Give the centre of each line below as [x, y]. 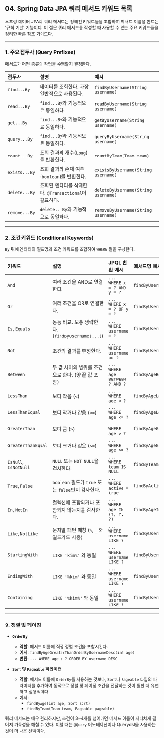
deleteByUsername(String [123, 190]
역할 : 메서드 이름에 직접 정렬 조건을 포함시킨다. [64, 646]
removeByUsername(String [123, 210]
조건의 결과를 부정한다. [77, 351]
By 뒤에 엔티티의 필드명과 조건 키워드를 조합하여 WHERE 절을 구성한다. [70, 249]
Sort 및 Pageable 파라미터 [37, 669]
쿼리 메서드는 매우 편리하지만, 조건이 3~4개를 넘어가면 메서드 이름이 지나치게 [78, 718]
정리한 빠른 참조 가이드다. [29, 34]
